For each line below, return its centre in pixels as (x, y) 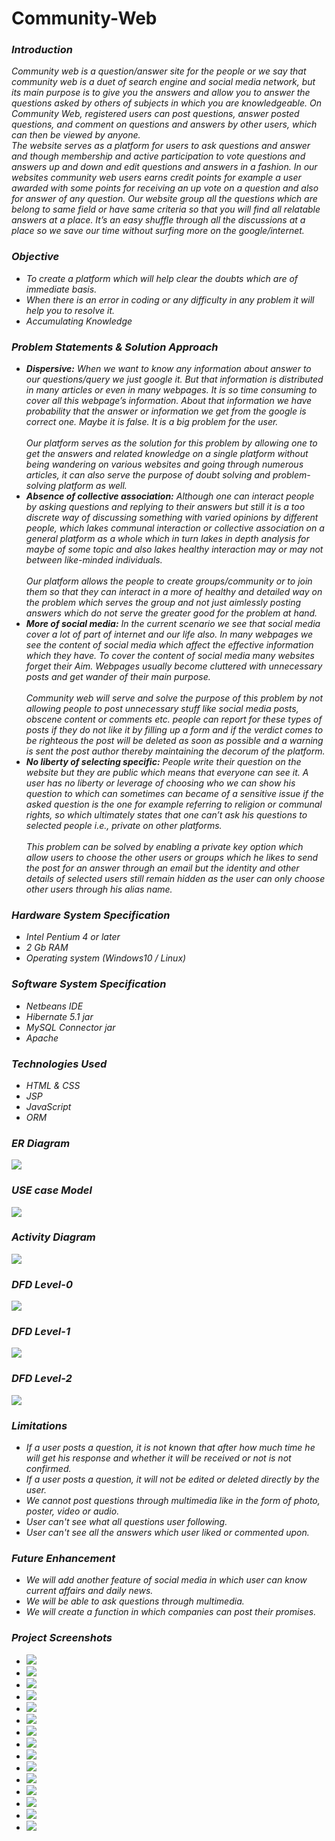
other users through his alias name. (99, 889)
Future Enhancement (63, 1558)
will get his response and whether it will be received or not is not (158, 1458)
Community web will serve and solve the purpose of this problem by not (174, 698)
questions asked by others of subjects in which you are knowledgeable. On (166, 103)
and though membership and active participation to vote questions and (158, 156)
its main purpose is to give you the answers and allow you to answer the (161, 93)
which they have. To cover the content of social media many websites (170, 656)
